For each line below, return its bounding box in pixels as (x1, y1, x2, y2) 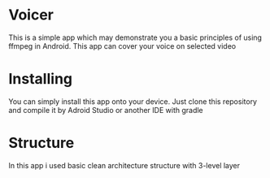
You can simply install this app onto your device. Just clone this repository (8, 96, 258, 106)
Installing (8, 70, 73, 89)
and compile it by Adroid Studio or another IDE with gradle (8, 105, 203, 115)
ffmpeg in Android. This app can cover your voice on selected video (8, 41, 237, 50)
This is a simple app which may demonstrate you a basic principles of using (8, 33, 263, 42)
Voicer (8, 6, 54, 24)
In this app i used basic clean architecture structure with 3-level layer (8, 160, 241, 170)
